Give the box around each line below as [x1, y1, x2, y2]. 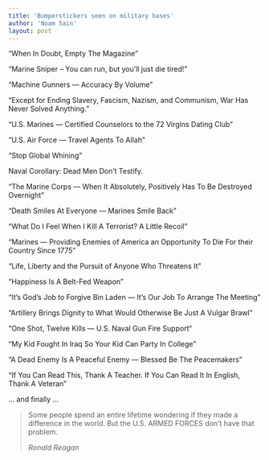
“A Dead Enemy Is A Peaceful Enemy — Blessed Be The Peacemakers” [8, 355, 243, 364]
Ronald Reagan [27, 443, 79, 453]
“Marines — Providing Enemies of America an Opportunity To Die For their [8, 237, 254, 247]
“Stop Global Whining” [8, 150, 83, 161]
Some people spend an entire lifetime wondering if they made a [27, 410, 238, 420]
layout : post [8, 27, 52, 35]
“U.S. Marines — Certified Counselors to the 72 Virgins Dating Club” [8, 120, 234, 129]
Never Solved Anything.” [8, 104, 90, 113]
